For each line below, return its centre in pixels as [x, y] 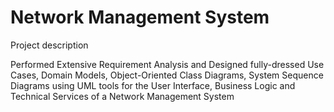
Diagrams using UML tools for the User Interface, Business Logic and [153, 85]
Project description [49, 45]
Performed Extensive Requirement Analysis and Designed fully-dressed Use [167, 64]
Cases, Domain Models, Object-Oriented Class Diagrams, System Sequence [167, 75]
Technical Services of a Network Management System [122, 96]
